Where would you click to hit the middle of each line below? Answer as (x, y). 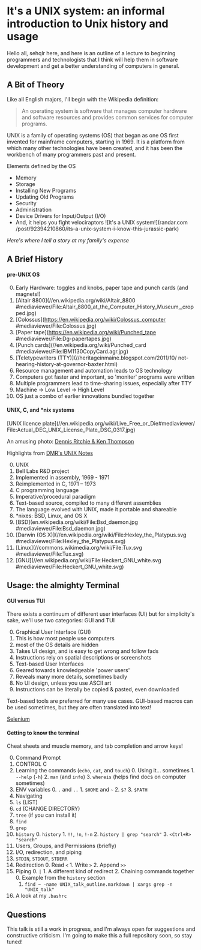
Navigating (29, 796)
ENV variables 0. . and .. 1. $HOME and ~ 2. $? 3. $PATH (81, 790)
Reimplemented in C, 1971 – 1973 (56, 484)
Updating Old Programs (45, 197)
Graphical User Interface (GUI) (53, 632)
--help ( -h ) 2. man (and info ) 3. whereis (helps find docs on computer (101, 777)
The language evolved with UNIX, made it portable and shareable (96, 509)
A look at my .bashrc (41, 896)
